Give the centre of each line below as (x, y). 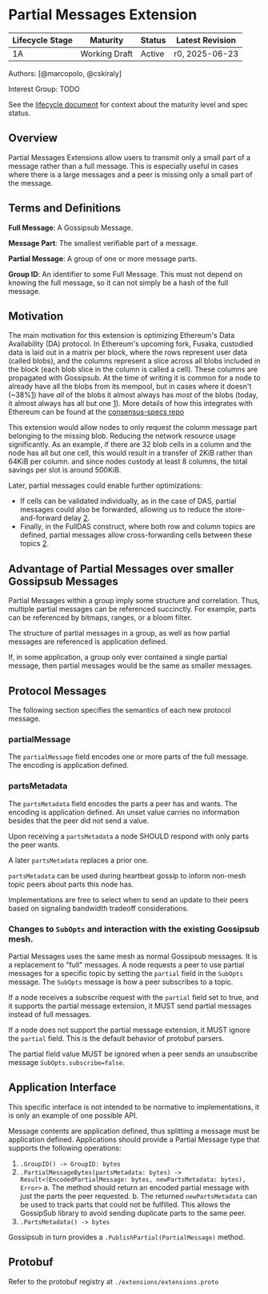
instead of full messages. (50, 1014)
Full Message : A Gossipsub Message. (71, 227)
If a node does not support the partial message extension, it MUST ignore (129, 1030)
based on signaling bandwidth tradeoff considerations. (99, 908)
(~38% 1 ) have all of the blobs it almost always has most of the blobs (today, (133, 395)
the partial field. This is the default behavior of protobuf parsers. (116, 1038)
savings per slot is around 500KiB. (65, 470)
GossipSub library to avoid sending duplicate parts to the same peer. (133, 1213)
